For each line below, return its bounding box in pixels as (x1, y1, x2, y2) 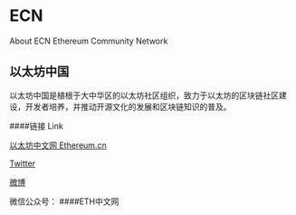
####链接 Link (9, 120, 63, 132)
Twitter (9, 158, 36, 169)
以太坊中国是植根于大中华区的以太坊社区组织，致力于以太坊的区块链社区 (9, 90, 279, 101)
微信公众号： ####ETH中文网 (9, 196, 119, 207)
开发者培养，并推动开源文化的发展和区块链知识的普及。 (24, 101, 232, 112)
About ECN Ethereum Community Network (9, 35, 168, 46)
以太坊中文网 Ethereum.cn (9, 140, 107, 151)
